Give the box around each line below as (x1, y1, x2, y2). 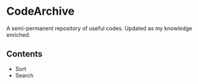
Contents (6, 49, 43, 59)
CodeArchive (6, 4, 75, 18)
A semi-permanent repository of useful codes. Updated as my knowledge (6, 25, 192, 32)
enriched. (6, 31, 31, 38)
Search (15, 72, 34, 79)
